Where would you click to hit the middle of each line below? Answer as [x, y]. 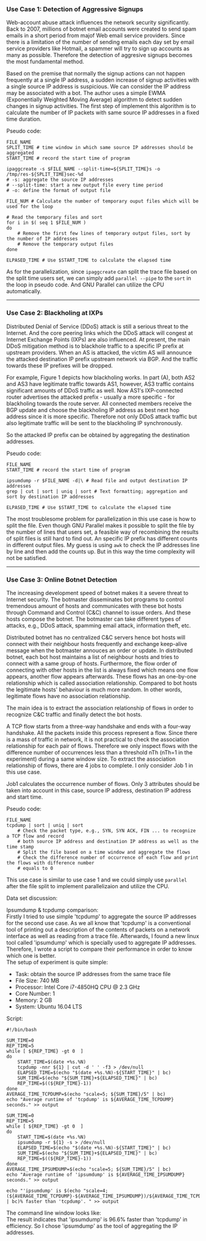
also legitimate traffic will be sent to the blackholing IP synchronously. [94, 423]
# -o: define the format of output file [59, 191]
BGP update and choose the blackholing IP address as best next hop [93, 410]
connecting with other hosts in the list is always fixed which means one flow [102, 670]
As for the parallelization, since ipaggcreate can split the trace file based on [102, 272]
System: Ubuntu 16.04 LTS [49, 1006]
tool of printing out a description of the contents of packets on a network [98, 929]
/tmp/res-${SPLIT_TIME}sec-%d [45, 175]
